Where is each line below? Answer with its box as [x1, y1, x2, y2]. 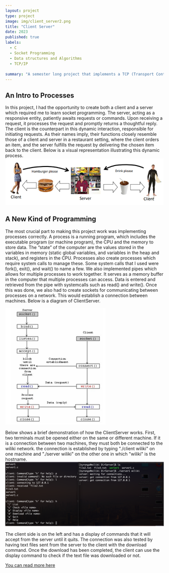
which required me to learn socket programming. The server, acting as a [5, 110, 155, 116]
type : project [5, 13, 35, 19]
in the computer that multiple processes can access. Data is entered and [5, 276, 156, 282]
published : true [5, 35, 39, 40]
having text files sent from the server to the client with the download [5, 542, 147, 548]
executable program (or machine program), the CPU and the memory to [5, 239, 154, 245]
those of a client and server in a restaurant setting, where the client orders [5, 136, 159, 142]
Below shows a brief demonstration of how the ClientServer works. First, [5, 429, 156, 435]
